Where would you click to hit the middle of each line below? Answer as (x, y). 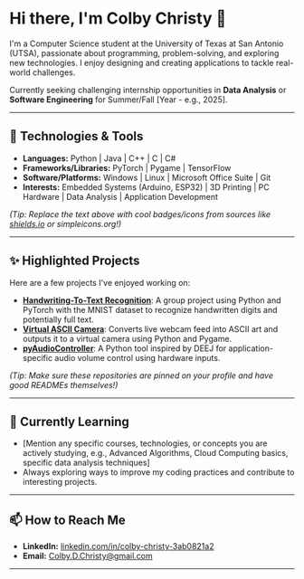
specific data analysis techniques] (86, 463)
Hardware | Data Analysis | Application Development (120, 196)
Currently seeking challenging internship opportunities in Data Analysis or (148, 90)
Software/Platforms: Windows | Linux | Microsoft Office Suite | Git (147, 177)
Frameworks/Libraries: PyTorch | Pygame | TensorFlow (127, 167)
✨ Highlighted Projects (75, 261)
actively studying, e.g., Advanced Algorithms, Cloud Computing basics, (155, 453)
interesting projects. (60, 482)
